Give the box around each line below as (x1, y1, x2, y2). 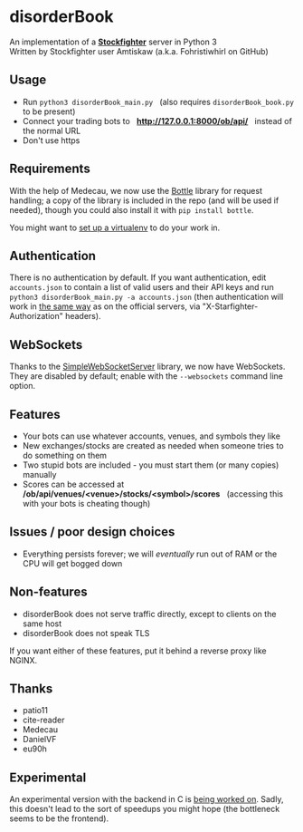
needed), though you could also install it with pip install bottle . (9, 204, 254, 215)
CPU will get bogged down (22, 557, 123, 568)
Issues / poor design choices (9, 524, 175, 540)
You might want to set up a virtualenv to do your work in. (9, 222, 221, 233)
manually (22, 469, 57, 479)
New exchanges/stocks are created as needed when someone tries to (22, 440, 284, 450)
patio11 (22, 705, 48, 716)
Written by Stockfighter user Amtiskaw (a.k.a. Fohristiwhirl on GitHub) (9, 45, 269, 56)
